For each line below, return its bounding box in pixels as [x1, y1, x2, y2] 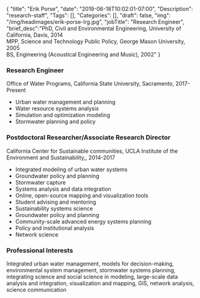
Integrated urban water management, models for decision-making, [6, 260, 174, 267]
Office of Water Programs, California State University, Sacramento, [6, 80, 174, 88]
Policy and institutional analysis [15, 224, 95, 232]
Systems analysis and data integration [15, 185, 111, 193]
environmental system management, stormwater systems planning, [6, 266, 176, 273]
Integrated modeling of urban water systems [15, 166, 128, 173]
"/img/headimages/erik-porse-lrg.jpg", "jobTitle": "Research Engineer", [6, 18, 185, 25]
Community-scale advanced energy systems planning [15, 218, 152, 225]
